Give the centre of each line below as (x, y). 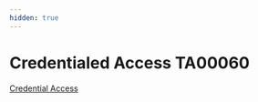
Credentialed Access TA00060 (130, 62)
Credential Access (44, 88)
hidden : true (34, 18)
